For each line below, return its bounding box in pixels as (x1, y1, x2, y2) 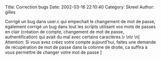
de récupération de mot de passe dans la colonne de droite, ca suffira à (5, 45, 147, 50)
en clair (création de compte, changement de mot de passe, (5, 29, 124, 34)
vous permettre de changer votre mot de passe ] (5, 49, 102, 55)
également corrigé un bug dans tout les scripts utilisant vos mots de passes (5, 24, 156, 30)
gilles (5, 9, 16, 15)
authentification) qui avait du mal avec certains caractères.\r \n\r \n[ (5, 34, 140, 40)
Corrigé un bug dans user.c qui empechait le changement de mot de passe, (5, 19, 156, 24)
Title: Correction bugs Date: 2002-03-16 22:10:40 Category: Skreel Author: (5, 4, 155, 10)
